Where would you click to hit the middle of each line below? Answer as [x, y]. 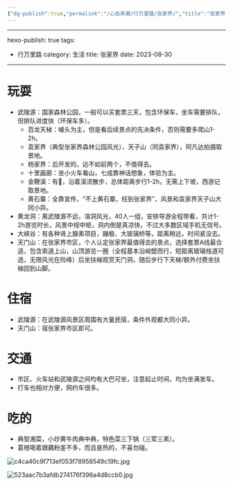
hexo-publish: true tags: [41, 40]
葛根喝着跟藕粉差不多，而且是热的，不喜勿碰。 [84, 448]
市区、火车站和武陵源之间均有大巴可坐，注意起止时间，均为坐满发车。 [118, 379]
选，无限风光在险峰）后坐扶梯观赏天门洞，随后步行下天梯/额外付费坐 [115, 259]
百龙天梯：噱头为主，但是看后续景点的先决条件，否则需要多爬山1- [121, 129]
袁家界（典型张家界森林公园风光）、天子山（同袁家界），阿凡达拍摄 [122, 146]
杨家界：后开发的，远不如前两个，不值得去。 [92, 164]
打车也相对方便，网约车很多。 [60, 388]
